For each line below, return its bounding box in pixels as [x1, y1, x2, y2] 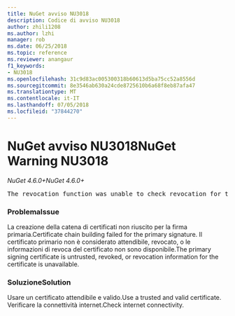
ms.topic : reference [7, 50, 68, 57]
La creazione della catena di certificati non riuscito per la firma [7, 222, 187, 231]
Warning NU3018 [7, 153, 109, 169]
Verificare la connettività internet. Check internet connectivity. [7, 301, 184, 309]
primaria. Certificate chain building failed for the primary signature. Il [7, 230, 203, 238]
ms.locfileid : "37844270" [7, 108, 83, 115]
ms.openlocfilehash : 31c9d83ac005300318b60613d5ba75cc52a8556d [7, 75, 196, 83]
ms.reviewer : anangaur [7, 56, 73, 63]
